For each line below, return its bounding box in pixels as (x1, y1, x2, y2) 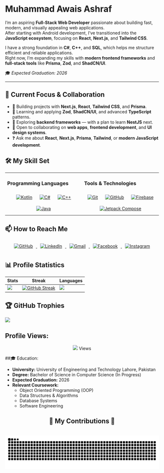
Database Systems (19, 397, 58, 404)
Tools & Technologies (84, 180, 137, 187)
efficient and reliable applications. (5, 50, 73, 56)
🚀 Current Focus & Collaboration (5, 90, 105, 99)
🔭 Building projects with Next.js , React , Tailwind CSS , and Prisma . (12, 104, 147, 109)
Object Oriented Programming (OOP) (19, 387, 94, 393)
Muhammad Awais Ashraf (5, 3, 112, 15)
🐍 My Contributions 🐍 (49, 417, 115, 425)
